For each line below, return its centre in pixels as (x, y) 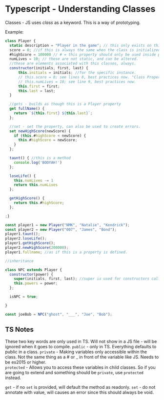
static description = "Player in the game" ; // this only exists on (81, 45)
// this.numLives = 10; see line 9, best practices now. (77, 81)
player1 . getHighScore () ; (30, 243)
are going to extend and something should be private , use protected (74, 372)
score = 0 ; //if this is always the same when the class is (72, 50)
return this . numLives (36, 185)
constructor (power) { (31, 274)
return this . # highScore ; (39, 203)
